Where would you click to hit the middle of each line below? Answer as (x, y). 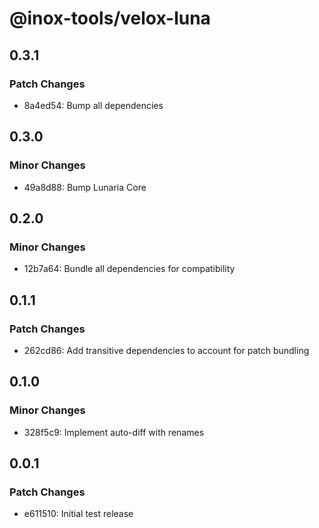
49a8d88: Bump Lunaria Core (85, 187)
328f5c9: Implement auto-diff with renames (114, 432)
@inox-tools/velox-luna (110, 18)
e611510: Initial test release (78, 514)
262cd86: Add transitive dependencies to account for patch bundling (166, 350)
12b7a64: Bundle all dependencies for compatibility (129, 269)
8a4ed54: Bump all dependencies (93, 105)
